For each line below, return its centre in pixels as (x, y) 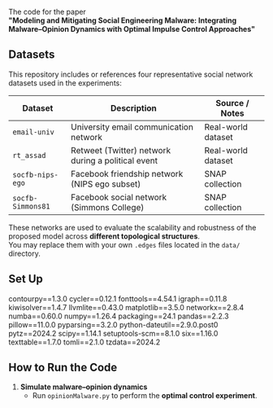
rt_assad (29, 155)
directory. (24, 253)
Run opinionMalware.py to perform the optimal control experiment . (145, 396)
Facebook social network (119, 197)
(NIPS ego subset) (106, 184)
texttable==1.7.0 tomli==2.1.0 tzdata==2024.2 (84, 342)
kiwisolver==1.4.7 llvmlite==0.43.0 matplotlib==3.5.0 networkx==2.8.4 (126, 307)
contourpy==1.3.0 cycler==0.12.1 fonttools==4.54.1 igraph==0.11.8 (118, 298)
